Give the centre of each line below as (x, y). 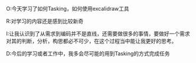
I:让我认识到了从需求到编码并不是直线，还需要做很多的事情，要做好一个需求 (98, 34)
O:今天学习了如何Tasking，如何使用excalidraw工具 (68, 9)
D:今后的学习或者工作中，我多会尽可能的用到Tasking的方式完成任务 (88, 54)
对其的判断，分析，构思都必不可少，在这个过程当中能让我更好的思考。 (92, 41)
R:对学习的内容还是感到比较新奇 (45, 21)
